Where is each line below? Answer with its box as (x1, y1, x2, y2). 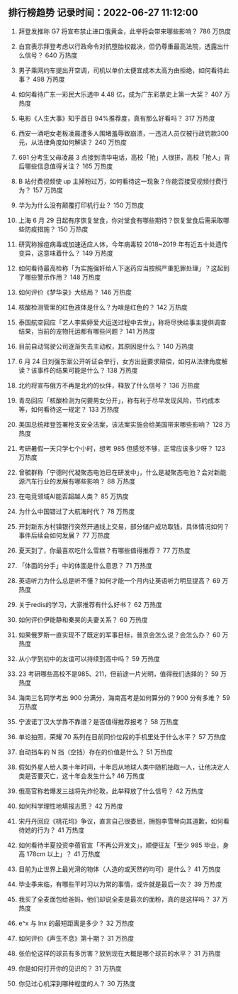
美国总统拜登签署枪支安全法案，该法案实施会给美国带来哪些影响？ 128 (18, 420, 223, 428)
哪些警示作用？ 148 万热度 (24, 273, 101, 281)
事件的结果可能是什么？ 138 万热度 (37, 366, 138, 374)
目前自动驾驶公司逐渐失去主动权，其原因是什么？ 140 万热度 (18, 342, 194, 350)
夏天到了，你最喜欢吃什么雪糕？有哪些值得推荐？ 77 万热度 (18, 546, 191, 555)
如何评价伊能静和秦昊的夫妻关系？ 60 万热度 (18, 615, 148, 623)
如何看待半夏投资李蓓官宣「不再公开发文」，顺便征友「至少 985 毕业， (18, 841, 223, 849)
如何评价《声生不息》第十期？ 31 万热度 (18, 934, 135, 942)
